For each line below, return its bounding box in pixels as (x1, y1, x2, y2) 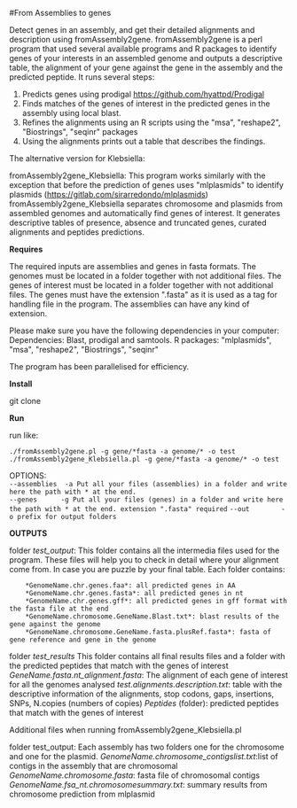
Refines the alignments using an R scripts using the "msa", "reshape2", (21, 117, 281, 128)
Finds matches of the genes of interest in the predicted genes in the (21, 98, 270, 109)
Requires (9, 244, 43, 254)
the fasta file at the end (9, 604, 109, 613)
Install (9, 378, 33, 389)
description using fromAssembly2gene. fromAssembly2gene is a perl (9, 35, 263, 44)
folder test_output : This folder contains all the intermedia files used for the (9, 545, 280, 555)
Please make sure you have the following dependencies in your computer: (9, 325, 280, 336)
